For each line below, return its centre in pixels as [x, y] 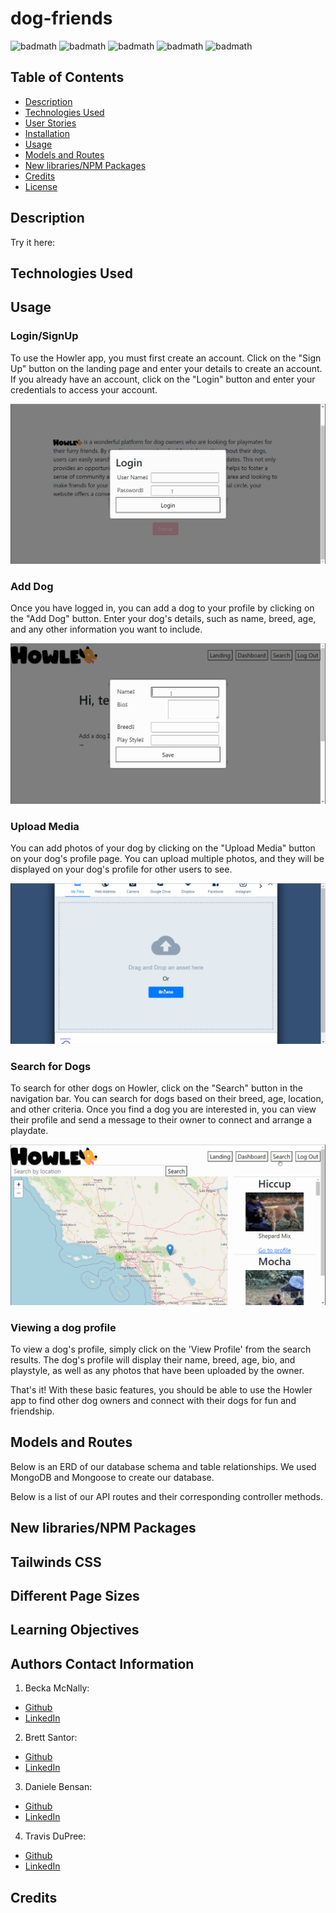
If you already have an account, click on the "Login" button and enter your [163, 379]
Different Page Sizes [75, 1596]
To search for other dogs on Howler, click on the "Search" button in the [156, 1088]
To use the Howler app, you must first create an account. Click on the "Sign [166, 358]
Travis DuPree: [55, 1836]
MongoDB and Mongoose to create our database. [112, 1477]
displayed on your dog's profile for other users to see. [121, 869]
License [41, 186]
